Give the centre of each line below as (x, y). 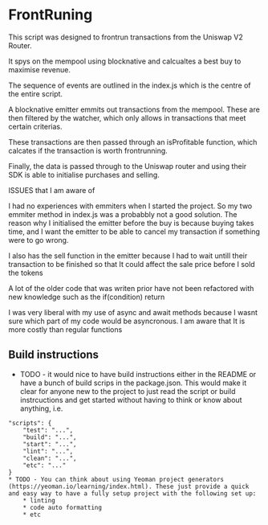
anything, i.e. (41, 408)
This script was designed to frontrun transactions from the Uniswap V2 (126, 37)
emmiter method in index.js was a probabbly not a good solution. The (123, 214)
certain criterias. (35, 126)
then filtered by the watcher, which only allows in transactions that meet (127, 117)
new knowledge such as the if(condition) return (87, 297)
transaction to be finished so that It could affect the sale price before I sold (132, 264)
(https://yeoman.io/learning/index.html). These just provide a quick (129, 486)
